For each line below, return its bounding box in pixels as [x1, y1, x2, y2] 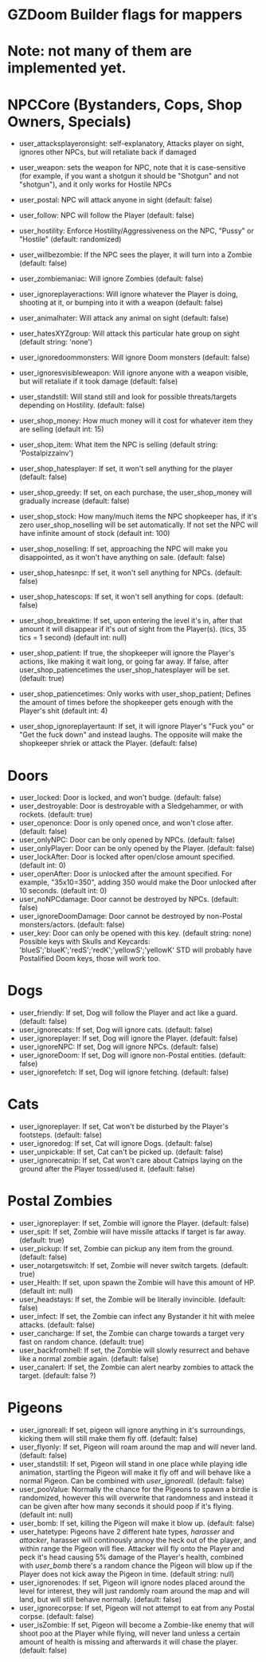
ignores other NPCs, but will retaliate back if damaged [18, 148, 197, 157]
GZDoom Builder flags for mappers [7, 6, 243, 24]
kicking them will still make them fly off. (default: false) [18, 1434, 198, 1443]
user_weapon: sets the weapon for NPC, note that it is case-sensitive [18, 163, 246, 172]
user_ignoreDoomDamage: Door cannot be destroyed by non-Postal [18, 912, 243, 921]
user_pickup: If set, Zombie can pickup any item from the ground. [18, 1244, 234, 1254]
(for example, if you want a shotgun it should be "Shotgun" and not [18, 171, 240, 181]
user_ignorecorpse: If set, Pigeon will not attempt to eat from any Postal [18, 1603, 255, 1613]
